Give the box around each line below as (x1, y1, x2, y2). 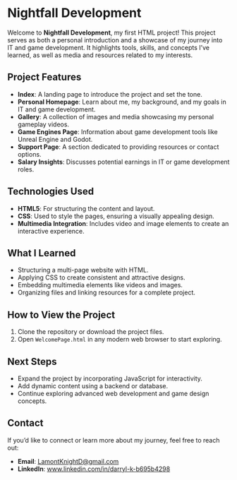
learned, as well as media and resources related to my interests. (7, 51, 193, 59)
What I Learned (7, 247, 76, 259)
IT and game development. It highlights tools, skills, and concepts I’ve (7, 43, 210, 52)
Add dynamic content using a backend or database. (17, 382, 169, 390)
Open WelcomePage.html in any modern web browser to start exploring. (17, 335, 222, 344)
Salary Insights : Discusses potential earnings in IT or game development (17, 157, 230, 166)
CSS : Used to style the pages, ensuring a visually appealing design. (17, 212, 215, 220)
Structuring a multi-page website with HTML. (17, 266, 149, 275)
